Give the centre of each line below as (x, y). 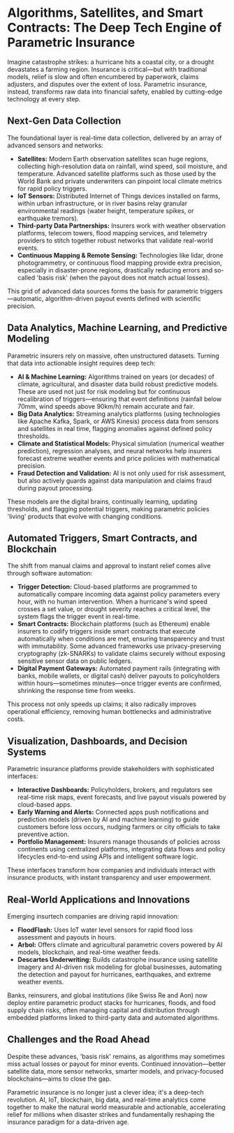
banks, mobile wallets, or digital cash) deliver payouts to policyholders (118, 676)
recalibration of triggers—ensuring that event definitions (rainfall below (119, 399)
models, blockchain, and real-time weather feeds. (89, 952)
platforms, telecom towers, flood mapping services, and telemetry (112, 233)
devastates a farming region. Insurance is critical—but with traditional (107, 69)
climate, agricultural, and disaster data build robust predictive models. (118, 384)
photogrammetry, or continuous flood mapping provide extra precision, (119, 263)
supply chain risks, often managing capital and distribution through (104, 1010)
